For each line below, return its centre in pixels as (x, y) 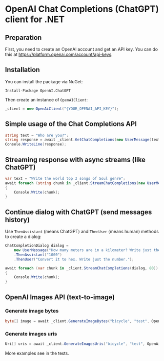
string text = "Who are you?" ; (37, 135)
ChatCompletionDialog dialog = (37, 246)
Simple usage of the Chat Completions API (71, 124)
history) (18, 220)
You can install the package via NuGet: (44, 81)
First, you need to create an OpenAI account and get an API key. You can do (82, 49)
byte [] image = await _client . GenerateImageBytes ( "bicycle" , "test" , (77, 321)
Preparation (23, 37)
